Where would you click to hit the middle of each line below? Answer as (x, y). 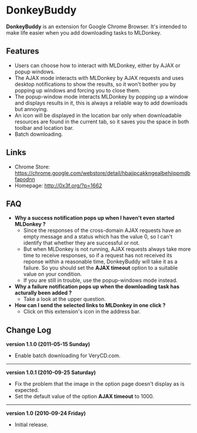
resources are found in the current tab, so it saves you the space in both (102, 122)
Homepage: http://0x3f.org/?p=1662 (58, 185)
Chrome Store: (32, 167)
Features (23, 51)
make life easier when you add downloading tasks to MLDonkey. (84, 32)
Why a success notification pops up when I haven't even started (94, 218)
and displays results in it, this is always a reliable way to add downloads (101, 103)
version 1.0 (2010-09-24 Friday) (46, 413)
